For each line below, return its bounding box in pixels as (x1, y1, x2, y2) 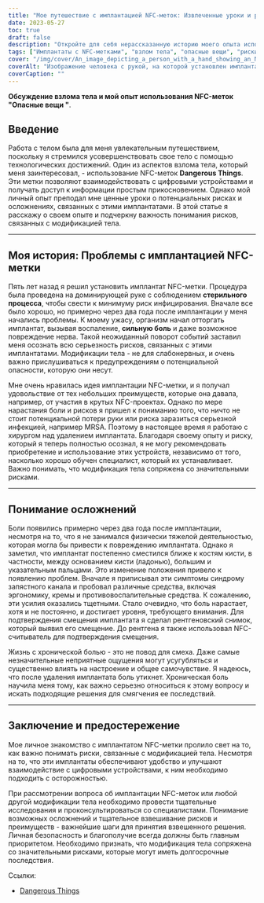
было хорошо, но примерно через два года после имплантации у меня (8, 307, 247, 317)
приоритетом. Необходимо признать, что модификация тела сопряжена (8, 839, 251, 848)
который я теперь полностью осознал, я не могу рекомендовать (8, 439, 226, 449)
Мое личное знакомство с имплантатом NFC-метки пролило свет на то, (8, 740, 251, 749)
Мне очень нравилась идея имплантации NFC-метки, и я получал (8, 380, 230, 390)
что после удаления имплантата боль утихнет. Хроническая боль (8, 673, 229, 682)
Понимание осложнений (8, 502, 137, 516)
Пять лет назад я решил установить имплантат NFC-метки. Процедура (8, 282, 247, 292)
